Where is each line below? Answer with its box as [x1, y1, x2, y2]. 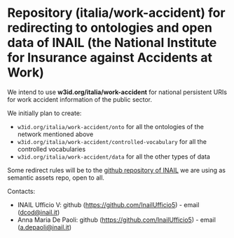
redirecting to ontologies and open [7, 20, 212, 36]
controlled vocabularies [17, 145, 86, 153]
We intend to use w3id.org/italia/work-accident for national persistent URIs [7, 88, 228, 96]
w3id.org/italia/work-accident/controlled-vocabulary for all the [17, 137, 207, 145]
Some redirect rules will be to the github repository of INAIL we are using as [7, 166, 226, 174]
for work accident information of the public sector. [7, 95, 153, 103]
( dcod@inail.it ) [17, 208, 60, 216]
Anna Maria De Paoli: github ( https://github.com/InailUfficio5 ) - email [17, 216, 216, 224]
